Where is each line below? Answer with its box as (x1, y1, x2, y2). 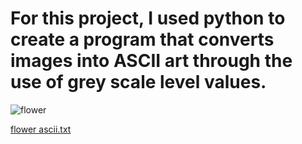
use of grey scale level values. (10, 71, 267, 94)
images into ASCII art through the (10, 50, 293, 72)
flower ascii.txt (10, 123, 72, 135)
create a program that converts (10, 28, 275, 51)
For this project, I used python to (10, 7, 286, 30)
